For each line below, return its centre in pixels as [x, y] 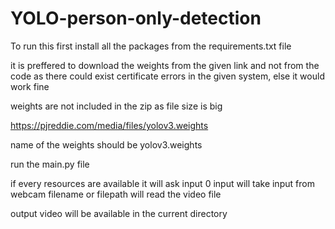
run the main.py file [50, 164]
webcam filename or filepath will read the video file [116, 194]
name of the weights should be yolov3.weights [106, 144]
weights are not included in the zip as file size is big [116, 106]
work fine [30, 86]
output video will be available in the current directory [119, 213]
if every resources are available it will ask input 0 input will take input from [162, 183]
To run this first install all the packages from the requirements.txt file [151, 46]
